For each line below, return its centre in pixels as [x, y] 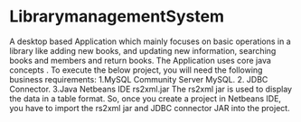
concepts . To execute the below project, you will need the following [136, 70]
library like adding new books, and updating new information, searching [143, 50]
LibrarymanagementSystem [117, 17]
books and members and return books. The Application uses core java [140, 60]
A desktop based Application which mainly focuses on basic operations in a [150, 41]
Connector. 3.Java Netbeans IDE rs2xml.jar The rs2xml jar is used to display [150, 89]
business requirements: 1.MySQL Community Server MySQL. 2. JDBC [139, 79]
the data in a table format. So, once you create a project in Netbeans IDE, [146, 98]
